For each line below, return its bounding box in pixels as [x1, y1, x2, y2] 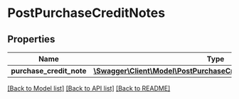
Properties [7, 33, 55, 45]
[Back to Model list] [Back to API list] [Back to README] [7, 84, 171, 93]
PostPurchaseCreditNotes [7, 5, 166, 21]
